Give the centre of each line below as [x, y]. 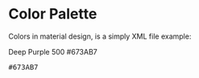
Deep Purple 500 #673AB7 [53, 51]
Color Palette [53, 14]
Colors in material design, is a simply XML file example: [100, 36]
